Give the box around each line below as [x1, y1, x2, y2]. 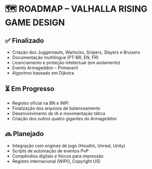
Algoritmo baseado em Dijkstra [12, 70, 74, 75]
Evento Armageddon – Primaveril [12, 65, 78, 71]
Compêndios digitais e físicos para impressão [12, 153, 103, 159]
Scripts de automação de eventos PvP [12, 148, 89, 153]
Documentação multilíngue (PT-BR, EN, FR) [12, 55, 99, 60]
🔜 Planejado [5, 130, 44, 138]
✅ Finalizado [5, 37, 44, 45]
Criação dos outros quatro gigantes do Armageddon [12, 115, 117, 121]
